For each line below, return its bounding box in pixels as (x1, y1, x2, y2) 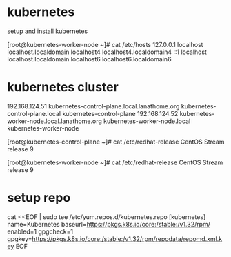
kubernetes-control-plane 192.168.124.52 (61, 109, 179, 117)
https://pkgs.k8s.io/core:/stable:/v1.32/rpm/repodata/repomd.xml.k (32, 234, 223, 242)
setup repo (7, 190, 71, 206)
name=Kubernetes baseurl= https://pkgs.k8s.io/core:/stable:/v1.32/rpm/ (7, 220, 210, 228)
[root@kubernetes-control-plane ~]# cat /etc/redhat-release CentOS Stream (7, 137, 225, 146)
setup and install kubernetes (7, 27, 88, 35)
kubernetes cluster (7, 79, 119, 95)
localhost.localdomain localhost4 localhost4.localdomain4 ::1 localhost (7, 48, 207, 56)
